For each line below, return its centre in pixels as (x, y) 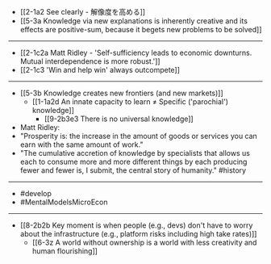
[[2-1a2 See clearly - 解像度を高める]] (83, 12)
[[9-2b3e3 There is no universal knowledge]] (119, 119)
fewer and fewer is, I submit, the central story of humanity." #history (133, 170)
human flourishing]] (65, 251)
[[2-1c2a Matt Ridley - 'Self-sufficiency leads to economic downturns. (136, 52)
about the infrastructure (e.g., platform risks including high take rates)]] (138, 234)
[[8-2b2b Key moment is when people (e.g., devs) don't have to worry (136, 225)
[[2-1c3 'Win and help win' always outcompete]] (100, 70)
